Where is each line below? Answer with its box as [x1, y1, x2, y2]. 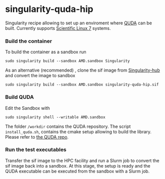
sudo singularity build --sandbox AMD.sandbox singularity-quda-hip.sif [5, 82, 159, 88]
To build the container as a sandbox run [5, 49, 86, 55]
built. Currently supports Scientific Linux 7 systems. [5, 25, 111, 31]
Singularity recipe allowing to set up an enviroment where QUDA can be [5, 20, 153, 26]
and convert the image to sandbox [5, 73, 76, 79]
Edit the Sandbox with [5, 105, 50, 111]
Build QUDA [5, 93, 34, 100]
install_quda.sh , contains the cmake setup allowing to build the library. [5, 128, 152, 135]
